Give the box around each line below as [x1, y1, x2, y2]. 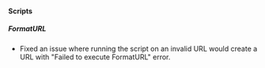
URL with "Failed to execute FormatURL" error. [19, 52, 171, 62]
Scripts [8, 6, 33, 16]
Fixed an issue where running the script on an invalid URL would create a [19, 44, 258, 53]
